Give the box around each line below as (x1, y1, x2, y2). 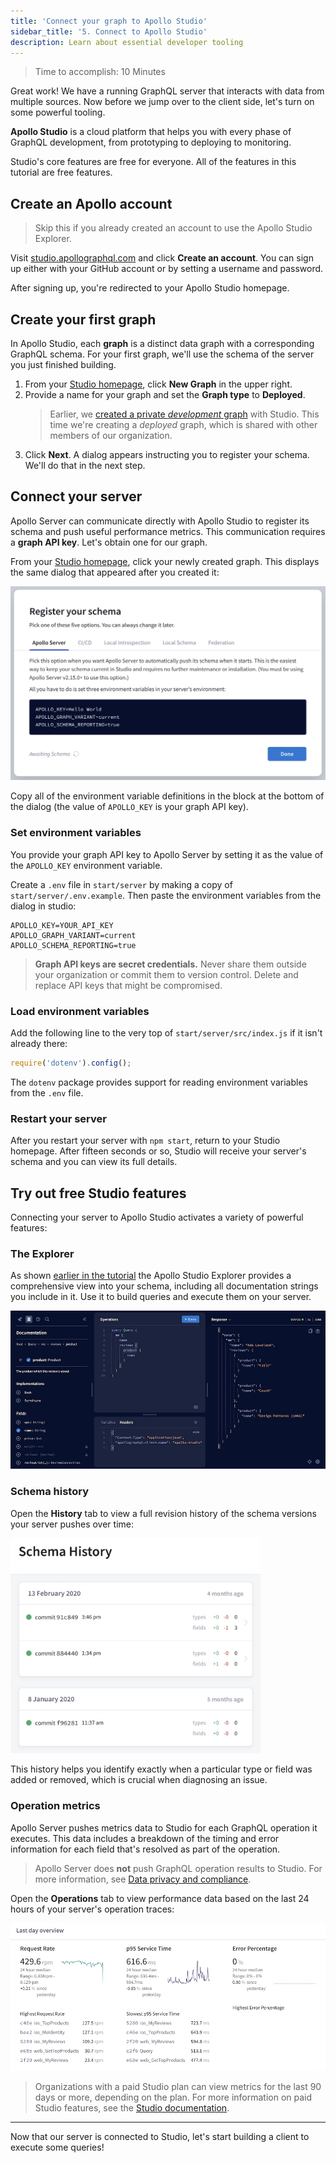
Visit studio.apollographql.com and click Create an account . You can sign (10, 252, 314, 264)
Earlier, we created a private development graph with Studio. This (49, 408, 320, 420)
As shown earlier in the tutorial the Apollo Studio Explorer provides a (10, 1270, 292, 1282)
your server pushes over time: (10, 1518, 135, 1530)
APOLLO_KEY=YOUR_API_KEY (10, 920, 114, 930)
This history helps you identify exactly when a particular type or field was (10, 1763, 313, 1775)
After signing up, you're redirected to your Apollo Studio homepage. (10, 282, 290, 294)
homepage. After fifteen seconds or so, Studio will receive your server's (10, 1145, 307, 1157)
